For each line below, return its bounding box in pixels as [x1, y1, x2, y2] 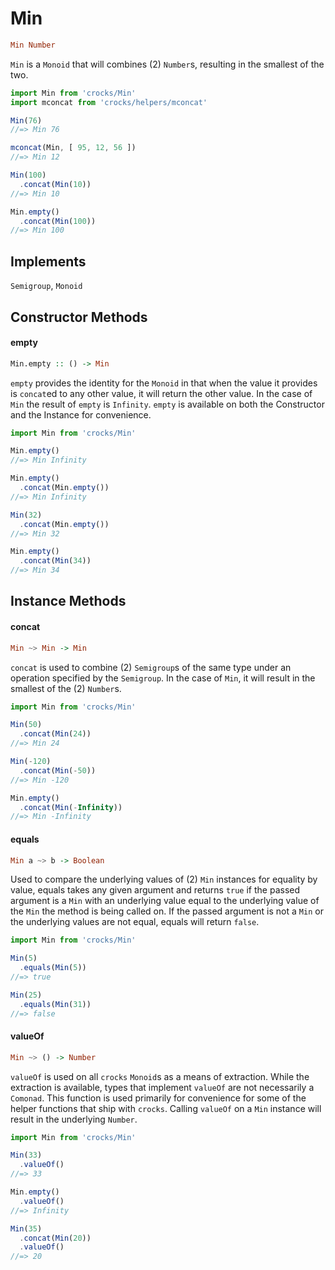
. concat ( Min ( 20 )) [19, 1233, 92, 1243]
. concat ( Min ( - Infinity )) [19, 802, 123, 812]
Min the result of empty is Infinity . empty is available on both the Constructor [10, 398, 325, 410]
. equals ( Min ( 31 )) [19, 999, 92, 1009]
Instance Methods [10, 593, 127, 610]
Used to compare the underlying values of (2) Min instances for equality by [10, 873, 318, 886]
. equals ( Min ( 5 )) [19, 963, 87, 973]
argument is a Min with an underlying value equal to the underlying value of [10, 895, 320, 907]
